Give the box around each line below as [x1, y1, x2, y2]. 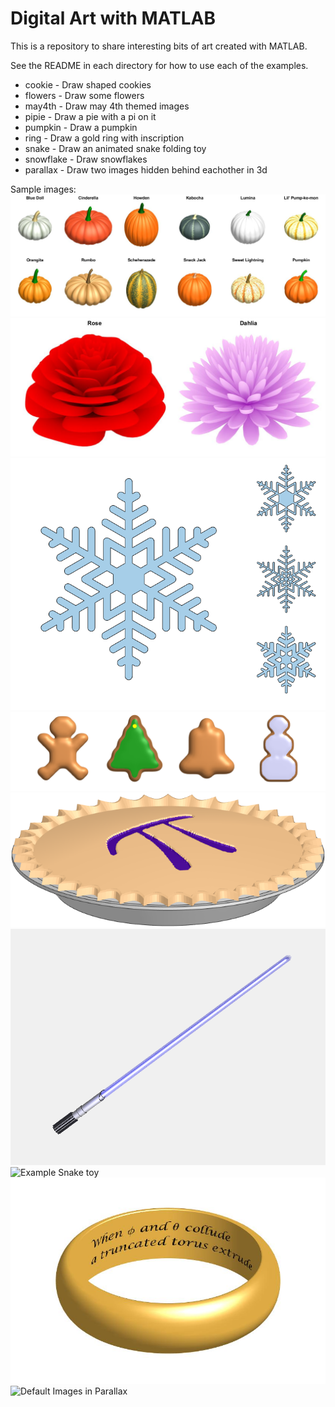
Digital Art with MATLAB [10, 7, 216, 30]
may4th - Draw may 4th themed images [24, 100, 190, 112]
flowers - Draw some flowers [24, 89, 145, 101]
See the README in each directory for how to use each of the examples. [10, 59, 309, 71]
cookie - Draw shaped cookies [24, 78, 152, 91]
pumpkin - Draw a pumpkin [24, 121, 138, 133]
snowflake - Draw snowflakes [24, 153, 148, 165]
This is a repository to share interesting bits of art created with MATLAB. [10, 40, 308, 52]
